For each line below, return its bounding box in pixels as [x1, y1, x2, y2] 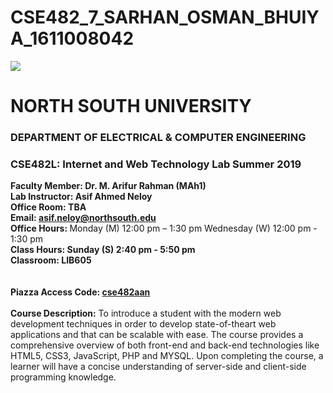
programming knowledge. [10, 371, 117, 383]
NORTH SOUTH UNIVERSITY [10, 95, 252, 118]
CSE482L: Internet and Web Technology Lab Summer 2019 [10, 157, 302, 171]
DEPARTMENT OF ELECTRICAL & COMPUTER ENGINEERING [10, 131, 307, 145]
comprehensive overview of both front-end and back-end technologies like [10, 339, 320, 351]
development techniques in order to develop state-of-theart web [10, 318, 277, 330]
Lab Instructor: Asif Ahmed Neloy [10, 191, 153, 203]
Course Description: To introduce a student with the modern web [10, 307, 282, 320]
